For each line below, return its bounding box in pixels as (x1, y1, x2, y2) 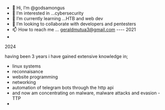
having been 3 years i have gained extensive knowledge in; (5, 53, 129, 59)
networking (12, 79, 36, 85)
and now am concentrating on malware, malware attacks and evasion (12, 90, 157, 96)
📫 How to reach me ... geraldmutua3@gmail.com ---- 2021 (12, 27, 136, 32)
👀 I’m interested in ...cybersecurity (12, 10, 84, 16)
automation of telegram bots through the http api (12, 85, 114, 90)
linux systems (12, 63, 41, 69)
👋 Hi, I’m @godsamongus (12, 5, 65, 11)
